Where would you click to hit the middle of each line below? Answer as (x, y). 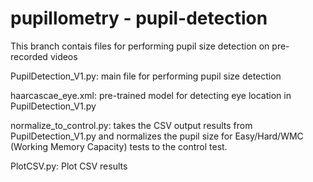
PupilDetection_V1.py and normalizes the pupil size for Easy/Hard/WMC (157, 136)
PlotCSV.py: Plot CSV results (69, 166)
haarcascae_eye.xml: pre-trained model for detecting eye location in (151, 95)
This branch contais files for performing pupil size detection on (140, 46)
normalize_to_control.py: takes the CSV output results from (131, 125)
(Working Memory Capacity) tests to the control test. (119, 146)
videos (63, 56)
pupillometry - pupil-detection (139, 18)
